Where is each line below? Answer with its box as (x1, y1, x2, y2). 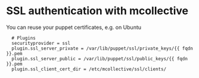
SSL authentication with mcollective (6, 4, 189, 18)
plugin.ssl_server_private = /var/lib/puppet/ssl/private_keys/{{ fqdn (11, 45, 194, 51)
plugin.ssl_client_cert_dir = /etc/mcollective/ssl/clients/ (11, 66, 167, 72)
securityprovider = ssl (11, 40, 70, 46)
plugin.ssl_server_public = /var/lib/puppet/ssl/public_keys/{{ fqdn (11, 56, 188, 61)
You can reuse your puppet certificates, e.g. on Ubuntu (6, 24, 142, 31)
